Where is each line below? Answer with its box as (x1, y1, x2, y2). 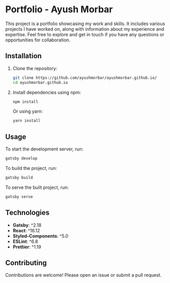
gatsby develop (5, 156, 38, 161)
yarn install (12, 118, 41, 123)
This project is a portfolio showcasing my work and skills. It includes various (5, 20, 165, 27)
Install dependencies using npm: (12, 89, 82, 95)
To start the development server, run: (5, 146, 83, 152)
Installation (5, 52, 42, 60)
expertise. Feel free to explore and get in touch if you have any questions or (5, 31, 164, 37)
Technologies (5, 208, 50, 217)
